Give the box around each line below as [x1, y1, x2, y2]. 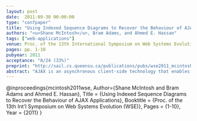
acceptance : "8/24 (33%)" [6, 57, 69, 63]
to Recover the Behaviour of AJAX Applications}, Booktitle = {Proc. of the [6, 97, 183, 104]
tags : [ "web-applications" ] [6, 36, 75, 42]
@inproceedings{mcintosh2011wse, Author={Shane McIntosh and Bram [6, 84, 179, 91]
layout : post [6, 8, 38, 15]
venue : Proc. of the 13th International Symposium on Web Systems [6, 42, 172, 47]
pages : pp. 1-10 [6, 47, 46, 53]
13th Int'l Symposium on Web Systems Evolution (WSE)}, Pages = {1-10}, [6, 103, 181, 110]
